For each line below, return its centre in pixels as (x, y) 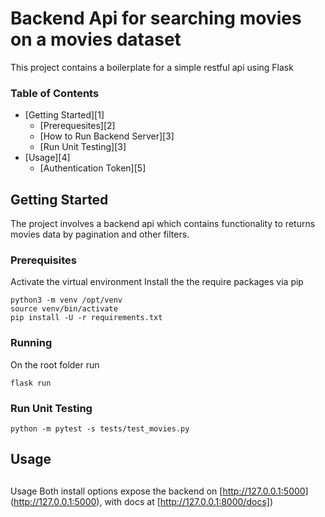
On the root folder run (55, 364)
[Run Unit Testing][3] (83, 147)
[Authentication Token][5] (93, 168)
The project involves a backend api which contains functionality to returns (163, 224)
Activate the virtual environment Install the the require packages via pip (157, 282)
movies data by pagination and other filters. (100, 234)
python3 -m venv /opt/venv (66, 300)
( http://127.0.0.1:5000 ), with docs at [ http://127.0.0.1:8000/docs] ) (141, 501)
